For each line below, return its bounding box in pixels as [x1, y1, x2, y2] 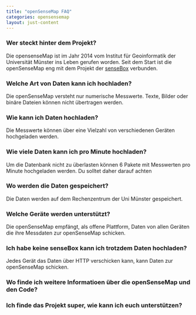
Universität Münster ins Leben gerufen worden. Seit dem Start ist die [6, 58, 172, 65]
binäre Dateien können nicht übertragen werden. [6, 99, 124, 106]
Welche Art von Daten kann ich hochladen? [6, 79, 132, 87]
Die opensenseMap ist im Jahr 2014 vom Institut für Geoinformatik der [6, 52, 176, 59]
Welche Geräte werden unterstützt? [6, 209, 110, 218]
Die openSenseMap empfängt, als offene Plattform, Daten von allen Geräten [6, 223, 190, 231]
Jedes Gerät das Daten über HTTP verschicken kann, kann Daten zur [6, 258, 173, 265]
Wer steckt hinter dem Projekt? [6, 39, 97, 47]
